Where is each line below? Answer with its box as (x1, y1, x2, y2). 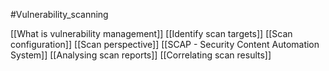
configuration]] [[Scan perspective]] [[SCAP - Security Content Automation (10, 39, 320, 50)
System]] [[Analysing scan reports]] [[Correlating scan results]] (10, 49, 272, 61)
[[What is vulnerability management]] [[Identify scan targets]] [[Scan (10, 28, 293, 39)
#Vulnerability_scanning (10, 9, 109, 20)
